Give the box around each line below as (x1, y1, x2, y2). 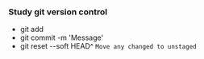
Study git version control (8, 6, 107, 18)
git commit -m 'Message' (19, 33, 104, 42)
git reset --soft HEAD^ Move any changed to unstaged (19, 41, 198, 51)
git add (19, 25, 44, 34)
